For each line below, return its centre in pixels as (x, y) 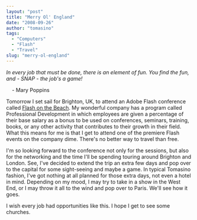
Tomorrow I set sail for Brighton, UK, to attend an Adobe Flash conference (96, 101)
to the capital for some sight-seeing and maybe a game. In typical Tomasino (98, 169)
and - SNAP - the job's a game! (44, 78)
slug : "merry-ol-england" (38, 55)
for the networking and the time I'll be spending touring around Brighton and (99, 156)
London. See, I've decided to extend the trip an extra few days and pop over (99, 163)
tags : (13, 34)
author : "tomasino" (30, 28)
